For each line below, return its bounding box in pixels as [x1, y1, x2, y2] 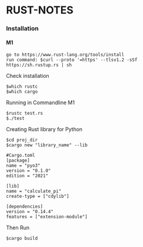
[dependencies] [6, 204, 43, 210]
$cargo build [6, 235, 38, 242]
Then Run [6, 224, 30, 231]
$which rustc [6, 84, 38, 90]
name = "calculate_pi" [6, 188, 62, 194]
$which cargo [6, 89, 38, 95]
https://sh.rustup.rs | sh [6, 62, 72, 68]
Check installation [6, 73, 50, 80]
